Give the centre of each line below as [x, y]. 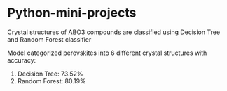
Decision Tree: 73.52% [50, 74]
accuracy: [22, 60]
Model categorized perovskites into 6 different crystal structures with [107, 53]
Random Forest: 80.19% [51, 81]
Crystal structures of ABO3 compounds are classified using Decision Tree [114, 32]
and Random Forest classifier [49, 39]
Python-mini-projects [72, 13]
